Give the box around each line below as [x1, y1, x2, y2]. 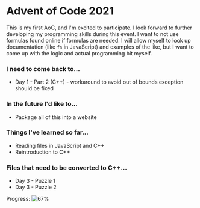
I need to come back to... [6, 64, 80, 73]
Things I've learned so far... [6, 128, 89, 136]
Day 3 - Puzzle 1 [14, 177, 56, 185]
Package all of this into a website [14, 113, 98, 121]
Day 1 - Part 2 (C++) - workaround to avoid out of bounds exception [14, 78, 184, 85]
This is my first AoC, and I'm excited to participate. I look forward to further [6, 24, 193, 31]
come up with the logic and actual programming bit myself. [6, 49, 152, 57]
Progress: [6, 195, 30, 203]
